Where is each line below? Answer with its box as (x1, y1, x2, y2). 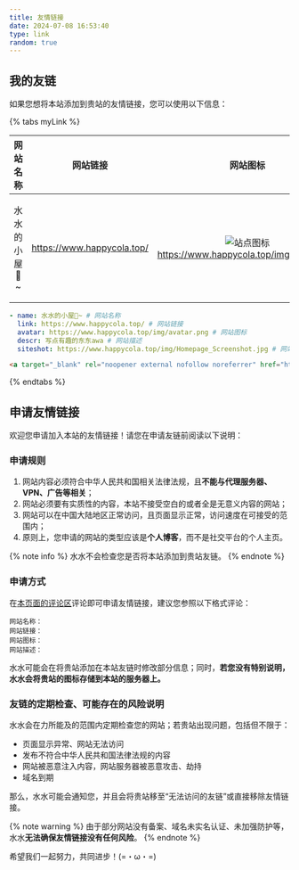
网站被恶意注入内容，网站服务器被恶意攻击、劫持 (21, 761, 202, 772)
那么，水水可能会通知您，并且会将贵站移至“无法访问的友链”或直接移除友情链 (9, 791, 289, 802)
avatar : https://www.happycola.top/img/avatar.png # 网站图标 (17, 327, 247, 337)
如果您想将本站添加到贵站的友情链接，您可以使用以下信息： (9, 99, 228, 110)
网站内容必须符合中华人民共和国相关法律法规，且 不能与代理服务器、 (21, 476, 272, 487)
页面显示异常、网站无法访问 (21, 739, 125, 750)
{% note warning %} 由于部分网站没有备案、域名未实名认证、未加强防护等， (9, 821, 289, 832)
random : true (9, 37, 58, 47)
